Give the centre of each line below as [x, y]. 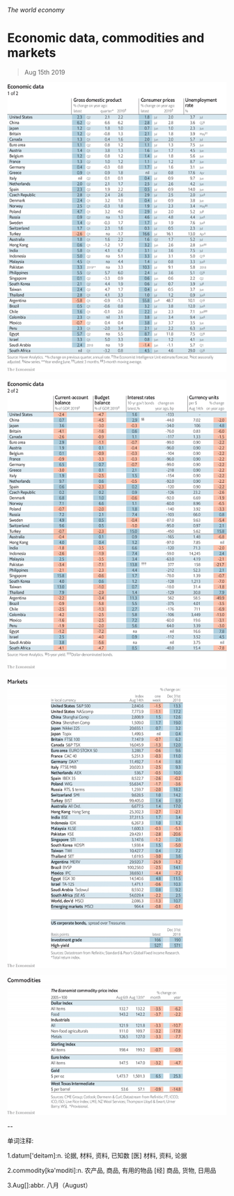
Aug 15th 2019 [45, 72]
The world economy [36, 10]
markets [32, 53]
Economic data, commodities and [106, 38]
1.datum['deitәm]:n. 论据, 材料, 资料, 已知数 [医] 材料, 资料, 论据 [97, 1156]
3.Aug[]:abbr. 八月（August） [49, 1185]
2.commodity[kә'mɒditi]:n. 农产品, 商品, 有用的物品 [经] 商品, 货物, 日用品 [112, 1170]
